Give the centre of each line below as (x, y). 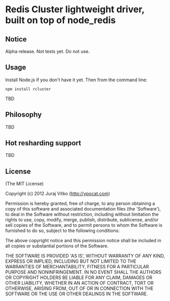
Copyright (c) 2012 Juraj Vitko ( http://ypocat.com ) (58, 194)
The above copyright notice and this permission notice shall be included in (83, 241)
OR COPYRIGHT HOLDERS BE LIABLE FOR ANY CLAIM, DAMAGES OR (79, 277)
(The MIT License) (25, 184)
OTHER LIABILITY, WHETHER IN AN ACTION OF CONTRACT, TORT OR (79, 283)
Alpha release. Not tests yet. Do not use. (48, 51)
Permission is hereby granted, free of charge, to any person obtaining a (80, 203)
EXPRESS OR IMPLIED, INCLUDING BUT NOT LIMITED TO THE (71, 261)
